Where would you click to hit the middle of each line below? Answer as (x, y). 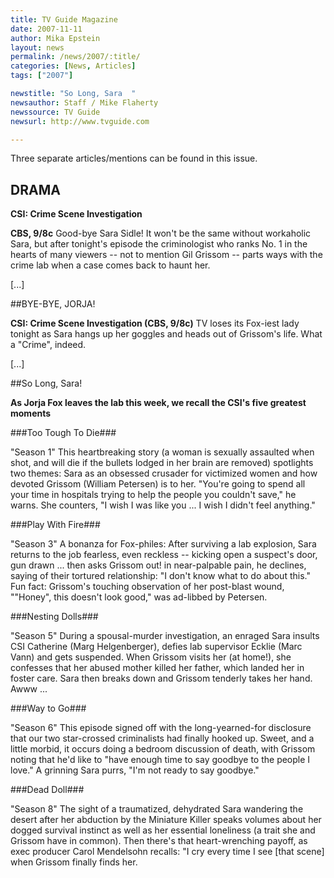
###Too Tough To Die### (63, 433)
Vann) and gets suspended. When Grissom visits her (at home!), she (151, 657)
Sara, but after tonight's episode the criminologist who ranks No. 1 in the (159, 244)
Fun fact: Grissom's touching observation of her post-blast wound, (147, 587)
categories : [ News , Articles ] (73, 66)
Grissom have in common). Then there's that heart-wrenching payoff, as (159, 841)
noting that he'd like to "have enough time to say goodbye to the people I (160, 760)
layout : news (37, 47)
